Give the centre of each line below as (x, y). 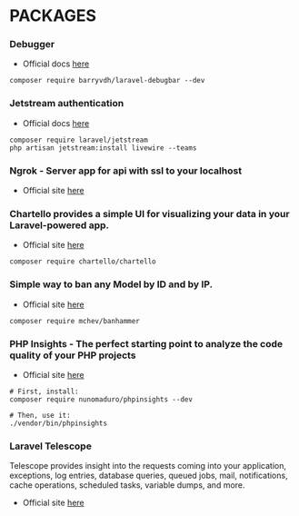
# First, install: (44, 392)
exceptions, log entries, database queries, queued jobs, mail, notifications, (149, 476)
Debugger (32, 45)
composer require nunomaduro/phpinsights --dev (101, 399)
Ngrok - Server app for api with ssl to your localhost (126, 171)
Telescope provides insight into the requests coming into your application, (148, 466)
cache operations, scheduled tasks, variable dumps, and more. (127, 485)
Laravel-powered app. (60, 225)
